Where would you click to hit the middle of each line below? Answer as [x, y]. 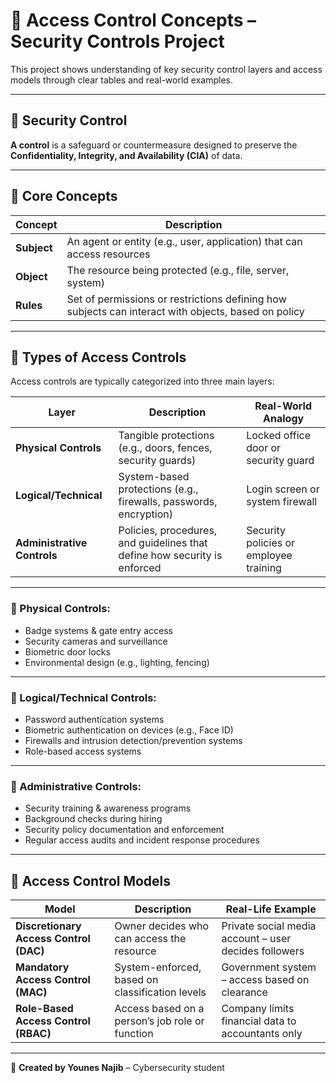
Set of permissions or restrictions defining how [176, 299]
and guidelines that [163, 543]
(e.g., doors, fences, [165, 448]
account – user [256, 939]
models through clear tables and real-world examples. [122, 80]
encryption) [145, 514]
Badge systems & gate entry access [98, 630]
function [134, 1034]
